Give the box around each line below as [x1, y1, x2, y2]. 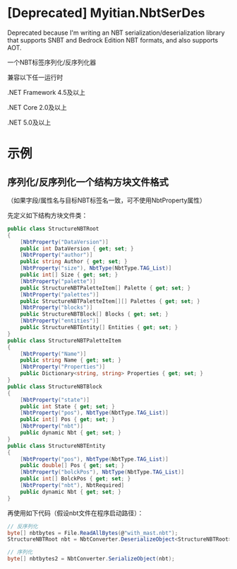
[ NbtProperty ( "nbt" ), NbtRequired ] [20, 482, 125, 489]
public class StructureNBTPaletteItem [7, 337, 121, 344]
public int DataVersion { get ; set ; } [20, 245, 134, 252]
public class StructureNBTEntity [7, 442, 106, 449]
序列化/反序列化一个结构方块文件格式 [7, 176, 169, 188]
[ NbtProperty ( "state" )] [20, 396, 90, 403]
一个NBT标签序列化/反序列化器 [7, 58, 97, 67]
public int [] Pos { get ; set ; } [20, 416, 115, 423]
